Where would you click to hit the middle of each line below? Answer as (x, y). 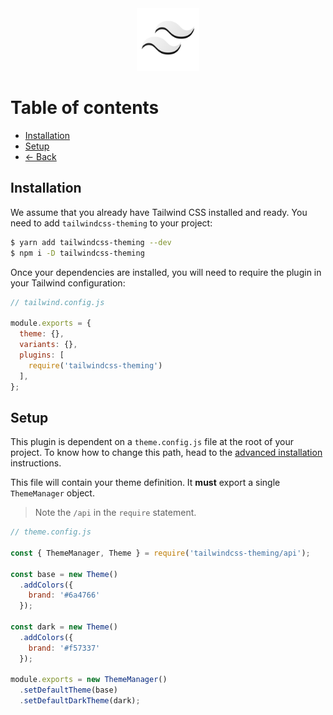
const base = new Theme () (64, 574)
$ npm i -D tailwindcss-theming (77, 253)
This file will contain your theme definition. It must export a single (145, 483)
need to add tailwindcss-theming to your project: (111, 223)
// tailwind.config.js (57, 302)
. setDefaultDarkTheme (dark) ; (80, 701)
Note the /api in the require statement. (115, 513)
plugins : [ (42, 355)
